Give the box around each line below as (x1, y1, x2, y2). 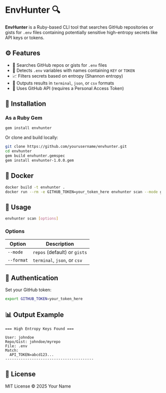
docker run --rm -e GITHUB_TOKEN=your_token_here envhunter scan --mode (5, 189, 158, 194)
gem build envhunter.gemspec (5, 153, 65, 159)
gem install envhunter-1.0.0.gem (5, 158, 74, 163)
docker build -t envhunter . (5, 184, 65, 190)
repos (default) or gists (33, 249, 87, 256)
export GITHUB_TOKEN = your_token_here (5, 297, 83, 302)
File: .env (5, 344, 28, 349)
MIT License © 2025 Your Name (5, 383, 71, 389)
